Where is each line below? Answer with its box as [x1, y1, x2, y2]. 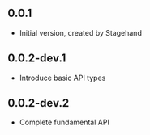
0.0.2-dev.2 [7, 96, 70, 110]
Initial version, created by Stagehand [19, 27, 143, 37]
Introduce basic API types [19, 73, 106, 82]
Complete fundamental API [19, 117, 110, 128]
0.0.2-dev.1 [7, 52, 66, 65]
